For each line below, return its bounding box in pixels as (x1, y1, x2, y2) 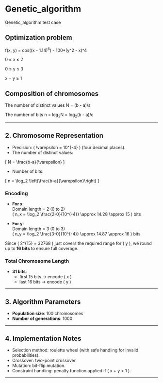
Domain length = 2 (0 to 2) (12, 206, 65, 212)
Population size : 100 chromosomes (12, 311, 83, 316)
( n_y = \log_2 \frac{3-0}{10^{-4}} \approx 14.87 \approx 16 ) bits (12, 231, 141, 237)
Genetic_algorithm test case (5, 19, 61, 25)
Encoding (5, 190, 28, 197)
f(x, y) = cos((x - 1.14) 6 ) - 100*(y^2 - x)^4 (5, 46, 87, 53)
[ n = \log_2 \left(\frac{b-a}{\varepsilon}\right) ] (5, 178, 99, 183)
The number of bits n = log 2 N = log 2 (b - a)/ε (5, 112, 94, 119)
